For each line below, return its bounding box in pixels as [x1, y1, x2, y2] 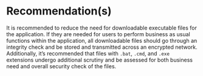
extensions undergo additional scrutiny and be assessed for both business [6, 56, 193, 63]
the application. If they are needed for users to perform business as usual [6, 30, 190, 37]
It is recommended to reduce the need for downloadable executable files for [6, 24, 198, 31]
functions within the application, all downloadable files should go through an [6, 37, 198, 44]
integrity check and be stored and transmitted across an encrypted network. [6, 43, 198, 51]
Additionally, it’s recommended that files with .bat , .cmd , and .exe [6, 49, 170, 57]
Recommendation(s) [6, 4, 112, 18]
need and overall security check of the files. [6, 62, 117, 70]
